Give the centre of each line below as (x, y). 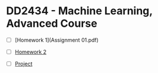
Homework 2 (30, 52)
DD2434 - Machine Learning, (79, 11)
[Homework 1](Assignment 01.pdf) (57, 40)
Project (23, 64)
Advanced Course (52, 23)
